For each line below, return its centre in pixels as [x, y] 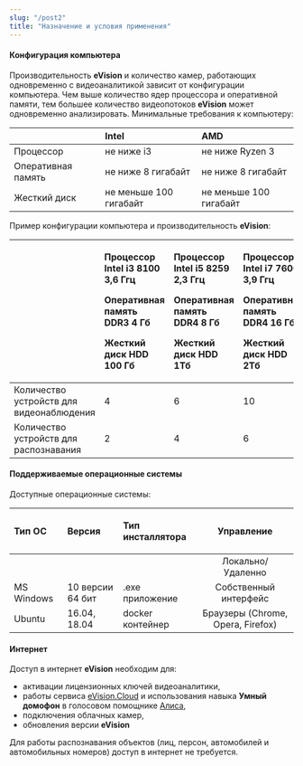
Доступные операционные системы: [80, 494]
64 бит [82, 598]
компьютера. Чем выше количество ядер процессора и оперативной [143, 94]
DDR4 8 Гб [197, 322]
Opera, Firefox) [245, 624]
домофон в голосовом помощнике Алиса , [104, 705]
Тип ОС [31, 531]
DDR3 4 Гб [127, 322]
